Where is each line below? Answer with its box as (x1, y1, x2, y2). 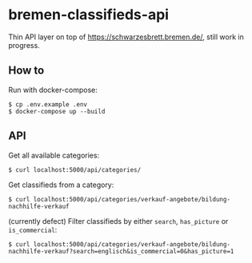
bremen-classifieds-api (8, 6, 170, 24)
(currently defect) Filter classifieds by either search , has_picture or (8, 216, 229, 225)
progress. (8, 40, 40, 50)
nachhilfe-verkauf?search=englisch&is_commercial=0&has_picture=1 (8, 247, 234, 255)
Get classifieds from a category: (8, 180, 114, 189)
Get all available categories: (8, 150, 100, 160)
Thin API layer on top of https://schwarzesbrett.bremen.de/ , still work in (8, 32, 244, 42)
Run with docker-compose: (8, 85, 98, 94)
